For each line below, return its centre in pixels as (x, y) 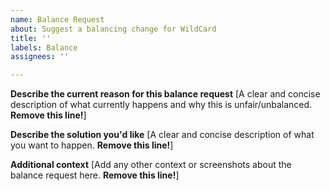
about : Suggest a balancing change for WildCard (113, 29)
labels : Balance (44, 47)
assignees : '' (40, 57)
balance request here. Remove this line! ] (95, 175)
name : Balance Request (57, 19)
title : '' (31, 38)
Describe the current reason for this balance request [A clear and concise (165, 94)
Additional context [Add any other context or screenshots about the (151, 165)
